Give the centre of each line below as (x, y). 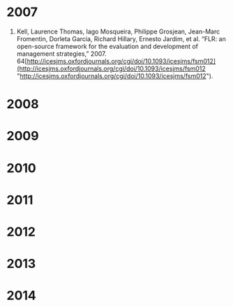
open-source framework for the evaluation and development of (107, 46)
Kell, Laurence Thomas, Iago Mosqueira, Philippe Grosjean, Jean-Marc (118, 31)
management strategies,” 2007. (61, 54)
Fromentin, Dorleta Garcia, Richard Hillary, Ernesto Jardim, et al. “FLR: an (121, 38)
